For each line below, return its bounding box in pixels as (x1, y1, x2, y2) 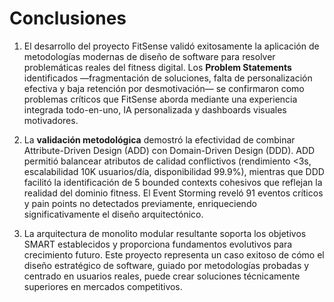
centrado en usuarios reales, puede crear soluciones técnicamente (23, 270, 301, 282)
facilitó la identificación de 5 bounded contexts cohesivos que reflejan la (23, 176, 323, 188)
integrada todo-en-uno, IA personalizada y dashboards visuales (23, 103, 287, 116)
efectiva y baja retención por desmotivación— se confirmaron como (23, 82, 305, 94)
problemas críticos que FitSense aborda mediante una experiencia (23, 93, 298, 105)
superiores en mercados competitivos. (23, 280, 183, 292)
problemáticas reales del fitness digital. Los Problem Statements (23, 61, 292, 73)
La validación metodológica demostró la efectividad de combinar (23, 133, 296, 146)
